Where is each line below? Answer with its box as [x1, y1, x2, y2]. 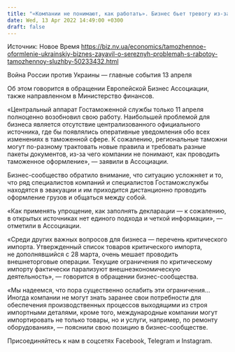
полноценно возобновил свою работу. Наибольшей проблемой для [7, 113, 210, 121]
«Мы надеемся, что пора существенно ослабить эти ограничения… [7, 286, 211, 295]
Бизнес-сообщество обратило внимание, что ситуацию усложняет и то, [7, 171, 224, 179]
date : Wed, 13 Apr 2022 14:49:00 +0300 [7, 17, 124, 24]
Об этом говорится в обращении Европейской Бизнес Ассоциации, [7, 85, 210, 93]
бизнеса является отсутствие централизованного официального [7, 120, 201, 129]
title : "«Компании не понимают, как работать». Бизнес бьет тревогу [7, 10, 211, 17]
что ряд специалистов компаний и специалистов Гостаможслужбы [7, 178, 208, 187]
